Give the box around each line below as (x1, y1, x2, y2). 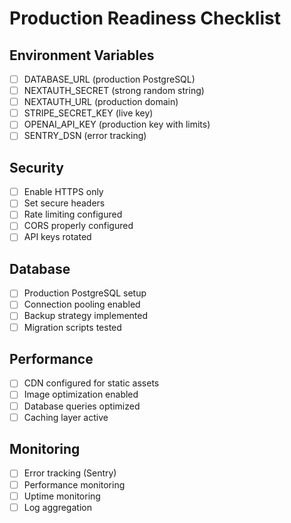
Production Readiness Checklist (9, 7, 281, 30)
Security (9, 159, 64, 176)
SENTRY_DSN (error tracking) (23, 130, 147, 142)
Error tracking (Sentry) (23, 467, 117, 479)
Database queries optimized (23, 400, 141, 412)
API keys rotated (23, 231, 92, 243)
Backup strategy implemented (23, 310, 149, 322)
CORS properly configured (23, 220, 134, 232)
